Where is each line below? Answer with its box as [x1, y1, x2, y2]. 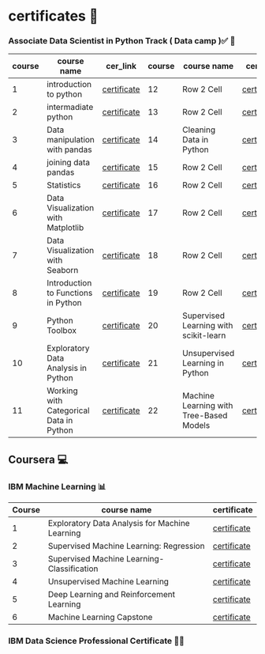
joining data [47, 157, 91, 168]
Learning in [182, 357, 225, 369]
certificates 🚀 [8, 7, 99, 25]
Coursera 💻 [8, 452, 69, 466]
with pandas [47, 144, 92, 155]
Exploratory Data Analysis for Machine [47, 518, 191, 529]
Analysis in [47, 363, 88, 374]
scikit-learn [182, 330, 226, 341]
